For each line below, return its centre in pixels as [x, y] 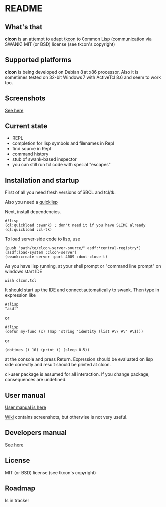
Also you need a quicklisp [32, 202]
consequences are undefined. [36, 380]
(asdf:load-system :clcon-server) [41, 253]
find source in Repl [32, 149]
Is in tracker [17, 500]
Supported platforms [38, 60]
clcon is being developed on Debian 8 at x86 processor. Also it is [72, 72]
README [24, 9]
